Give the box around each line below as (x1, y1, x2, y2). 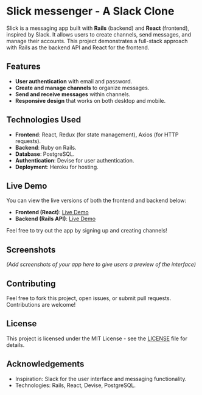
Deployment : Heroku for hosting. (15, 163, 99, 170)
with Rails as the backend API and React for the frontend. (6, 44, 150, 51)
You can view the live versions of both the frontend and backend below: (6, 197, 187, 204)
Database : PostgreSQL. (15, 150, 75, 158)
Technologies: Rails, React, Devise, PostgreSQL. (15, 382, 136, 389)
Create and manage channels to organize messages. (15, 84, 150, 91)
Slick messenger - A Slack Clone (6, 4, 175, 18)
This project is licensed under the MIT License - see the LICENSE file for (6, 335, 187, 342)
